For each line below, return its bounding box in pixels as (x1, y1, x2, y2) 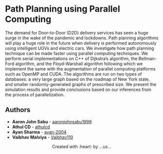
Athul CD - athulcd (12, 124, 50, 130)
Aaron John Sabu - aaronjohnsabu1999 (12, 119, 92, 124)
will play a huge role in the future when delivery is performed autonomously (5, 40, 157, 46)
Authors (5, 106, 31, 114)
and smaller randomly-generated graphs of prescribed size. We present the (5, 81, 157, 87)
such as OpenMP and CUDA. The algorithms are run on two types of (5, 71, 142, 77)
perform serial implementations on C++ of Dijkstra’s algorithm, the (5, 55, 138, 61)
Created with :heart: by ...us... (52, 143, 112, 149)
